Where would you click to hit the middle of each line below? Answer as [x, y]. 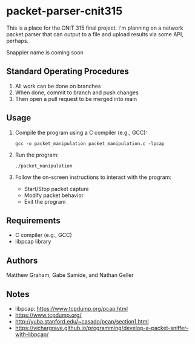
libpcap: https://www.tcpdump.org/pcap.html [71, 309]
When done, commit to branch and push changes [77, 92]
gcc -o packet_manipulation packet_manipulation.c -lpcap [90, 143]
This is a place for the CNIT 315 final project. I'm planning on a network [95, 28]
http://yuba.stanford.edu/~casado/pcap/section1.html [82, 321]
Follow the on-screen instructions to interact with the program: [93, 177]
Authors [22, 260]
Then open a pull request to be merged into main [76, 99]
